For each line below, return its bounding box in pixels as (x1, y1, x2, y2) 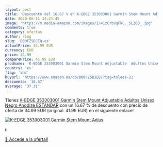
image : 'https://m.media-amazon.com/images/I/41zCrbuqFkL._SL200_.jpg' (5, 20, 153, 26)
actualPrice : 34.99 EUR (5, 43, 53, 48)
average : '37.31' (5, 83, 40, 89)
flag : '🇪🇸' (5, 70, 29, 75)
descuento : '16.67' (5, 79, 45, 84)
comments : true (5, 25, 36, 30)
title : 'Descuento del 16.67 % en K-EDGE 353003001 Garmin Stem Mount (5, 12, 151, 16)
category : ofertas (5, 30, 42, 34)
